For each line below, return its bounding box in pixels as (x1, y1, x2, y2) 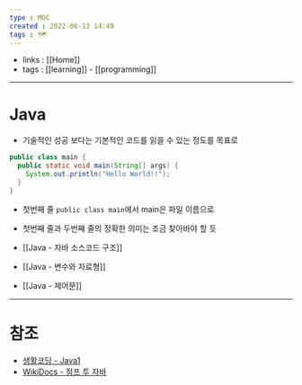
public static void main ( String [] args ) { (17, 161, 179, 171)
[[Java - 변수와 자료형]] (22, 261, 106, 272)
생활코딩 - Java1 (22, 354, 81, 365)
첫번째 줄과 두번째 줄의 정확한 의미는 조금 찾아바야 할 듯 (22, 222, 218, 234)
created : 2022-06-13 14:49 (9, 22, 115, 31)
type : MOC (9, 13, 50, 22)
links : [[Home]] (22, 55, 81, 66)
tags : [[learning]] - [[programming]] (22, 64, 157, 75)
